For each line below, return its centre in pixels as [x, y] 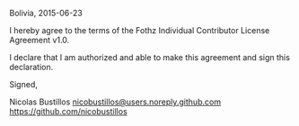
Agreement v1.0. [40, 40]
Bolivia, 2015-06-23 [46, 13]
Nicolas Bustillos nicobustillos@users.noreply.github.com [115, 102]
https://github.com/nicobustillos [68, 111]
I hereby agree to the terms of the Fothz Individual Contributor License [140, 30]
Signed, [23, 84]
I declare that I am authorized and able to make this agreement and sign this [149, 57]
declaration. [31, 67]
